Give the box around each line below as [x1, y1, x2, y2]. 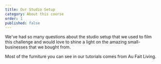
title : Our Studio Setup [5, 7, 55, 12]
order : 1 [5, 16, 23, 21]
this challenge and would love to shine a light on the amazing [5, 39, 127, 45]
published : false [5, 20, 40, 26]
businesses [5, 44, 28, 50]
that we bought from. [29, 44, 71, 50]
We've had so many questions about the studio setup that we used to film [5, 34, 152, 40]
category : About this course [5, 12, 64, 16]
